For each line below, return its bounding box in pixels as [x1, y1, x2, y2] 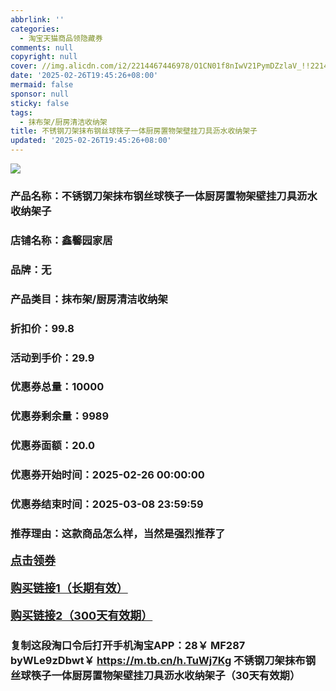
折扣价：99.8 [10, 321, 75, 335]
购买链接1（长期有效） [10, 581, 128, 596]
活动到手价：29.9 [10, 351, 95, 365]
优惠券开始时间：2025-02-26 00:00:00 [10, 468, 205, 482]
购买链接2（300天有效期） [10, 609, 153, 623]
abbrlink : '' [10, 14, 65, 25]
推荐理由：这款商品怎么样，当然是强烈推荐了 [10, 527, 226, 541]
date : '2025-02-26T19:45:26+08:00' [10, 71, 159, 81]
